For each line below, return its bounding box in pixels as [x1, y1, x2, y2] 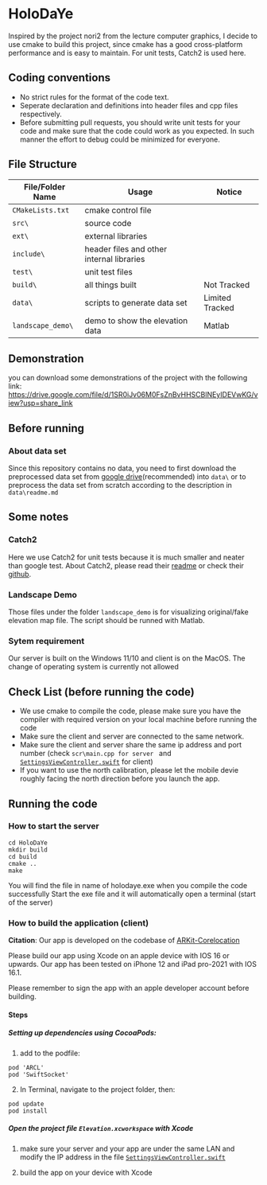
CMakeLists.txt [12, 205, 70, 215]
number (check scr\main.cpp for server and [19, 749, 172, 758]
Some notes [8, 510, 69, 524]
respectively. [19, 109, 62, 119]
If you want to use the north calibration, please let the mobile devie [19, 766, 239, 775]
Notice [216, 186, 242, 197]
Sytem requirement [8, 635, 85, 646]
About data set [8, 445, 67, 456]
